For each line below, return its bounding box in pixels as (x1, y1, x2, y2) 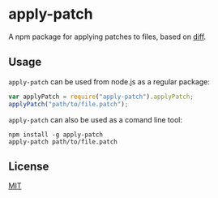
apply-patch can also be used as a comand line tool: (8, 114, 182, 124)
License (8, 159, 49, 173)
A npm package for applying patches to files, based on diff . (8, 32, 207, 41)
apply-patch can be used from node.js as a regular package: (8, 76, 211, 86)
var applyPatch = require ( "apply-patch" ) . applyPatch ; (8, 93, 194, 101)
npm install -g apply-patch (8, 131, 104, 139)
